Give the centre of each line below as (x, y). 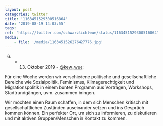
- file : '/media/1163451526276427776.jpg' (59, 42)
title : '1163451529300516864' (37, 19)
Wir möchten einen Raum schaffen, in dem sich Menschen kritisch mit (77, 102)
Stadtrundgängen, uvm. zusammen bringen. (50, 92)
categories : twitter (27, 14)
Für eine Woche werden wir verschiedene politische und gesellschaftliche (81, 76)
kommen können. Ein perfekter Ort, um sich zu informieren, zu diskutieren (81, 113)
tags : (11, 28)
